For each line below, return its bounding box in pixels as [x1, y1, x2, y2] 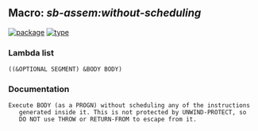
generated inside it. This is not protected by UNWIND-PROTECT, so [18, 109, 247, 117]
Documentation [8, 83, 70, 94]
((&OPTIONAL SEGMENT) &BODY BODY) [8, 65, 123, 74]
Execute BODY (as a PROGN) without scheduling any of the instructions [8, 102, 250, 110]
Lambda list [8, 47, 54, 58]
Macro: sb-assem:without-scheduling [8, 6, 202, 20]
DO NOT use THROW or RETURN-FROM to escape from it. [18, 115, 197, 124]
